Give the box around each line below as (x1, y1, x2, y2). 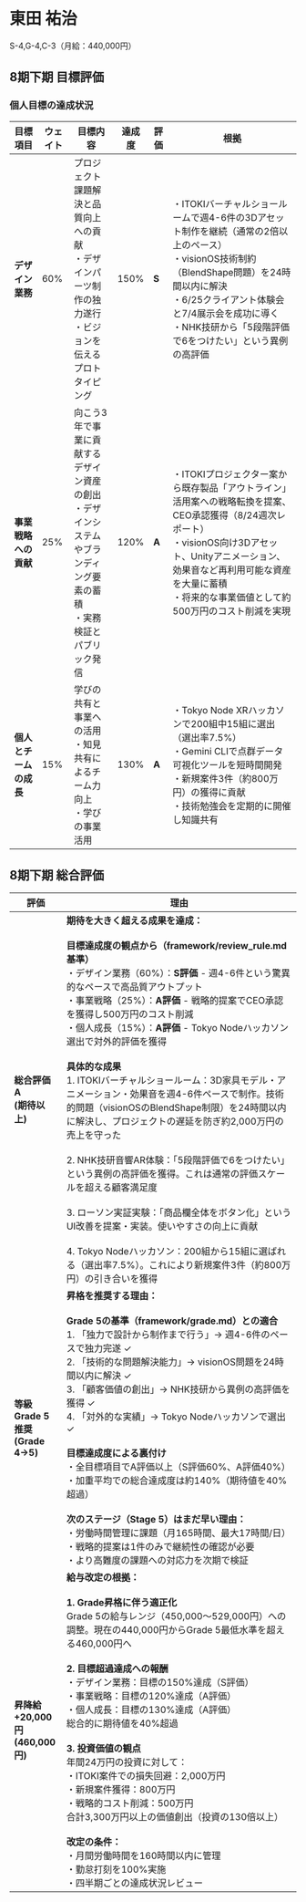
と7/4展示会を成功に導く (172, 307, 280, 319)
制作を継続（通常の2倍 (181, 224, 280, 237)
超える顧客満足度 (84, 1181, 158, 1194)
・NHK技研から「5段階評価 (172, 320, 290, 333)
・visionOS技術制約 (172, 252, 257, 265)
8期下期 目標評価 (9, 69, 105, 85)
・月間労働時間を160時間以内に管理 (66, 1849, 221, 1862)
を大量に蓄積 (172, 577, 228, 589)
